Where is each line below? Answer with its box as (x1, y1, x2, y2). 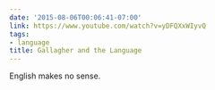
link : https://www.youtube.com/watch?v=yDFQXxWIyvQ (9, 21, 206, 30)
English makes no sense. (9, 70, 101, 81)
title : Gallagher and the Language (9, 46, 142, 55)
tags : (9, 29, 30, 38)
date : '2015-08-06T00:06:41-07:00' (9, 12, 142, 22)
